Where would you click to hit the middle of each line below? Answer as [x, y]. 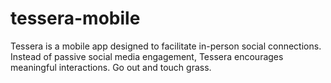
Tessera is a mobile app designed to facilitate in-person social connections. [166, 46]
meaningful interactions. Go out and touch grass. [111, 67]
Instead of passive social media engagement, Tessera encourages [147, 56]
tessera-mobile [75, 18]
